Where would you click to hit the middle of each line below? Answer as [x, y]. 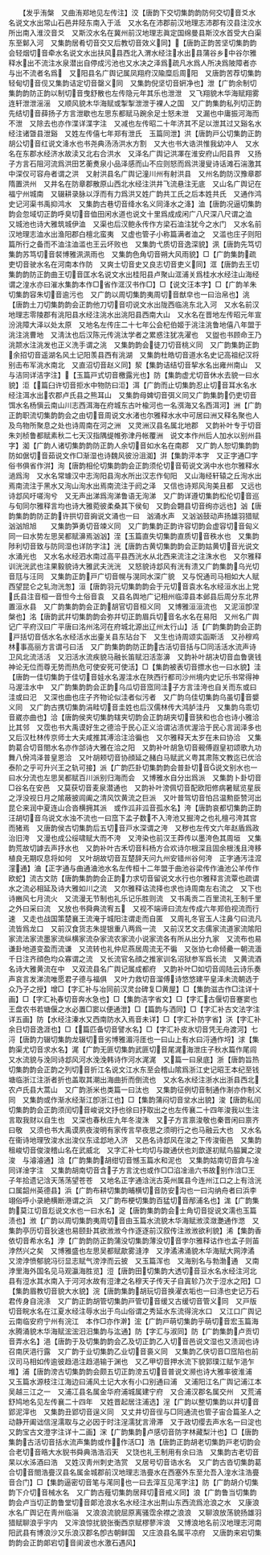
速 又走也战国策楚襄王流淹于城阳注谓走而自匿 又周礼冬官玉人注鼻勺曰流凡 [135, 918]
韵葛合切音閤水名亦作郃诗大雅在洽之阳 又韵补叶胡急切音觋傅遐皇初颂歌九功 [135, 747]
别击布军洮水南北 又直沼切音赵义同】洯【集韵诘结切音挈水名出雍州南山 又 [135, 365]
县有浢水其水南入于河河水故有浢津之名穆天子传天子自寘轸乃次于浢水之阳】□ [135, 1281]
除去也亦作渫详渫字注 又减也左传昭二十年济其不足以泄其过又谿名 [145, 123]
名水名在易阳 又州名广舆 [217, 616]
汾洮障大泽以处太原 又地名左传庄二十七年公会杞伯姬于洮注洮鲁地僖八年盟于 [135, 325]
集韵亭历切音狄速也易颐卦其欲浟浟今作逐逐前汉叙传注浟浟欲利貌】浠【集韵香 [135, 1230]
